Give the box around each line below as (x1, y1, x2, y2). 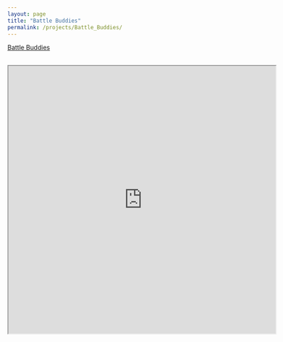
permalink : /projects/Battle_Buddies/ (7, 24, 123, 31)
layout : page (7, 10, 46, 18)
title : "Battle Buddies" (7, 17, 81, 24)
